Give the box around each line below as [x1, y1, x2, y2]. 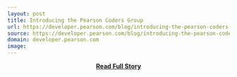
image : [7, 43, 27, 50]
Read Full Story [95, 62, 142, 70]
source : [7, 29, 30, 37]
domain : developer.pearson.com [7, 36, 99, 43]
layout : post [7, 10, 46, 17]
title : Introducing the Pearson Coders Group [7, 17, 143, 24]
